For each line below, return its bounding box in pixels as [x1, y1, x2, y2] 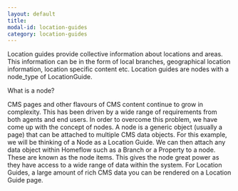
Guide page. [7, 176, 44, 185]
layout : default [7, 10, 56, 18]
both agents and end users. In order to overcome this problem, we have [7, 115, 218, 124]
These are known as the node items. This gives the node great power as [7, 153, 219, 162]
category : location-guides [7, 30, 88, 38]
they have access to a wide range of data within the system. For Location [7, 161, 222, 170]
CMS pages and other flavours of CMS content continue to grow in [7, 100, 204, 109]
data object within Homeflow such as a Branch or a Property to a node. [7, 145, 216, 154]
